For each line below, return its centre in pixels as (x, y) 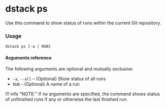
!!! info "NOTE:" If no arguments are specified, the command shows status (82, 94)
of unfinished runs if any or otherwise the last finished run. (67, 99)
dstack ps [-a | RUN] (28, 47)
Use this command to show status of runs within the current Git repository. (83, 23)
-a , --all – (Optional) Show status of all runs (59, 79)
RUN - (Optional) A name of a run (46, 84)
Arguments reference (28, 58)
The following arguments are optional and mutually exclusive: (69, 69)
